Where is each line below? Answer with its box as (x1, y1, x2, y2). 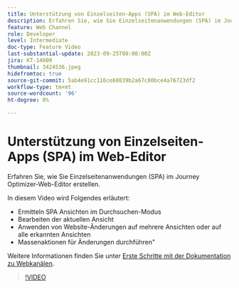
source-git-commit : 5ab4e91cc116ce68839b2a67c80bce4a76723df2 (7, 76, 196, 84)
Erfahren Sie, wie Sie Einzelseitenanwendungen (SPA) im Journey (7, 172, 200, 180)
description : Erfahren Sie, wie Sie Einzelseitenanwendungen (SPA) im (7, 17, 221, 24)
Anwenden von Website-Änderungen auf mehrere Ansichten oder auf (17, 222, 222, 231)
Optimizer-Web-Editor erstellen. (7, 180, 101, 188)
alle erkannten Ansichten (17, 230, 91, 239)
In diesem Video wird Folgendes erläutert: (7, 193, 130, 202)
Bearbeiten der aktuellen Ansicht (17, 215, 114, 223)
